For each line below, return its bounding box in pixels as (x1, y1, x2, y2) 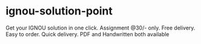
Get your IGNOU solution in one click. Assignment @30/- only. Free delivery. (5, 24, 196, 31)
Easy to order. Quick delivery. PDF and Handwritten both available (5, 30, 170, 37)
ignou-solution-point (5, 4, 113, 18)
